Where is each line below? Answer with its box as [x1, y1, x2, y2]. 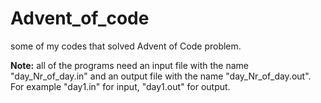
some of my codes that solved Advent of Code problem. [10, 40, 242, 52]
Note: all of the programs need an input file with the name [10, 59, 249, 71]
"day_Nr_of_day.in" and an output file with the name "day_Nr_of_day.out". [10, 70, 312, 82]
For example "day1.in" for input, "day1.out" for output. [10, 80, 231, 92]
